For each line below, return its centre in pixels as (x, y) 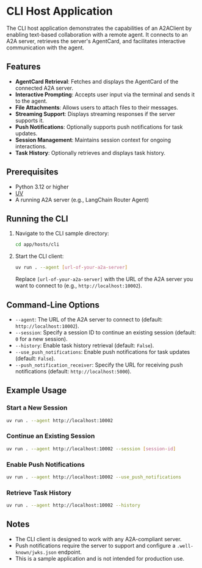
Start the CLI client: (39, 256)
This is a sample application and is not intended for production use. (100, 558)
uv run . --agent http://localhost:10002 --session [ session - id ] (91, 449)
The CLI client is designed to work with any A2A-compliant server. (98, 539)
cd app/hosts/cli (37, 245)
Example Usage (37, 391)
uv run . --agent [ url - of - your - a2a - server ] (71, 268)
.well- (185, 546)
